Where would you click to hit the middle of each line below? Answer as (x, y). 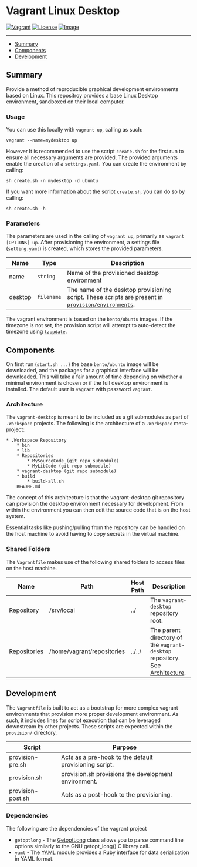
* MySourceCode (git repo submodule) (73, 461)
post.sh (19, 798)
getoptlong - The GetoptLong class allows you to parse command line (99, 840)
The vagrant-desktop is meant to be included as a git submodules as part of (98, 417)
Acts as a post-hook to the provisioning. (117, 794)
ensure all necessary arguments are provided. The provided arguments (92, 157)
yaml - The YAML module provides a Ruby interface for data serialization (102, 852)
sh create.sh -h (26, 209)
